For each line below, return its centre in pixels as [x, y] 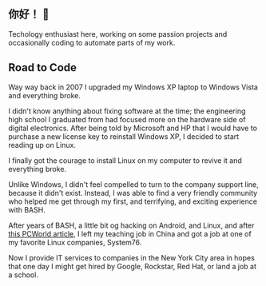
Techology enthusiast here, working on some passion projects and [118, 34]
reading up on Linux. [42, 145]
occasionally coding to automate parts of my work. [92, 42]
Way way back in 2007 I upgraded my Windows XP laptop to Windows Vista [133, 87]
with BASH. [27, 209]
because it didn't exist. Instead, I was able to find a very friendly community [133, 193]
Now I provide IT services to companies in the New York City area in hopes [132, 257]
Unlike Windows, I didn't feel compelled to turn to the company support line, [134, 184]
